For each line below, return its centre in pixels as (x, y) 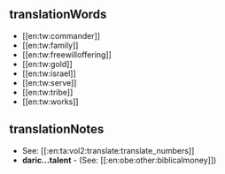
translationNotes (57, 129)
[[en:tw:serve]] (49, 82)
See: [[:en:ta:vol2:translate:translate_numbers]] (108, 150)
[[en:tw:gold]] (47, 64)
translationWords (58, 15)
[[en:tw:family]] (50, 45)
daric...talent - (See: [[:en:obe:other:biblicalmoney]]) (119, 160)
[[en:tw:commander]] (61, 35)
